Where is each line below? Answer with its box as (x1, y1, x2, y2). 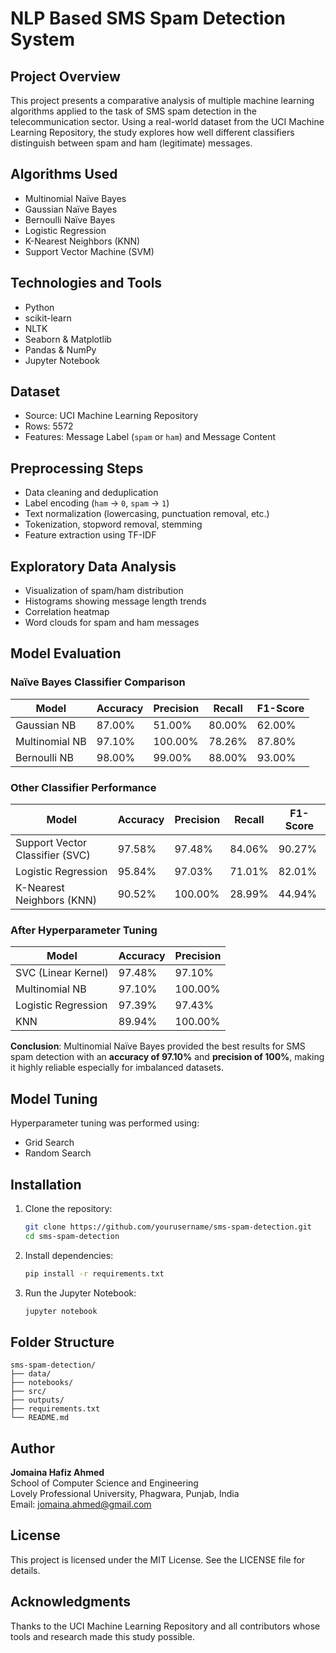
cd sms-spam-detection (24, 1231, 120, 1241)
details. (10, 1564, 41, 1576)
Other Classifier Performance (10, 780, 157, 794)
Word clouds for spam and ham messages (24, 617, 200, 629)
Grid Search (24, 1137, 75, 1149)
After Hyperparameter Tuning (10, 923, 158, 937)
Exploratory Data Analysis (10, 558, 177, 575)
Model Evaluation (10, 645, 122, 662)
